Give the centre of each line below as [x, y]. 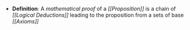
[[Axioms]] [25, 21]
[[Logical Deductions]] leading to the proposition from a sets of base [98, 15]
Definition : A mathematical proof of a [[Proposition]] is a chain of [94, 9]
